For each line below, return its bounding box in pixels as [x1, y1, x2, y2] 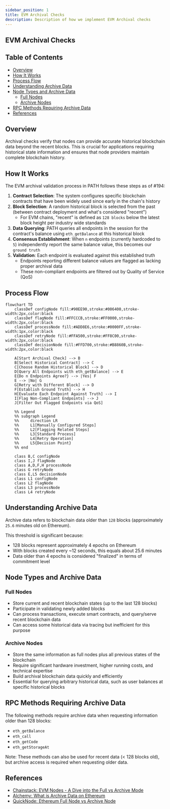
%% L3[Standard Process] [14, 432, 76, 437]
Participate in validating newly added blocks [12, 605, 105, 612]
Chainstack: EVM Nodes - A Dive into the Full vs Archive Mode [12, 787, 144, 793]
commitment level [12, 558, 50, 564]
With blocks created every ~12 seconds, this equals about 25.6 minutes [12, 547, 162, 554]
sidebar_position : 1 [5, 7, 49, 13]
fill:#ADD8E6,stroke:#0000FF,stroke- [61, 325, 142, 330]
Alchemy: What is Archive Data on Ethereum [12, 793, 106, 799]
